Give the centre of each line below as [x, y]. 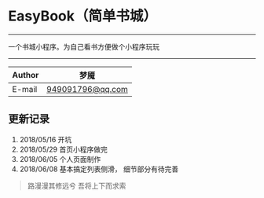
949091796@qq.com [87, 89]
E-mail [25, 89]
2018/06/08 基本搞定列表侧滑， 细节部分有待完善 [99, 169]
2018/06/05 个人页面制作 [60, 159]
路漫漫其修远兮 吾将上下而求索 [77, 185]
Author [26, 75]
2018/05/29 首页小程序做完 [63, 149]
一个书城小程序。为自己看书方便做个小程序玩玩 [84, 46]
